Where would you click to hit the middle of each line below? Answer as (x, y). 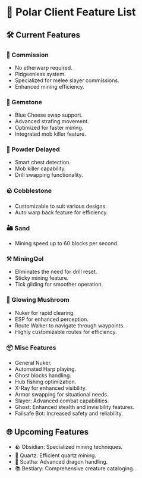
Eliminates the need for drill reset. (56, 272)
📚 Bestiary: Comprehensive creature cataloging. (75, 468)
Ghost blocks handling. (43, 375)
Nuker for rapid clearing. (45, 313)
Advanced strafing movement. (52, 121)
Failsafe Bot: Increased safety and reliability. (69, 413)
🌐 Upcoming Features (48, 432)
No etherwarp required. (43, 67)
